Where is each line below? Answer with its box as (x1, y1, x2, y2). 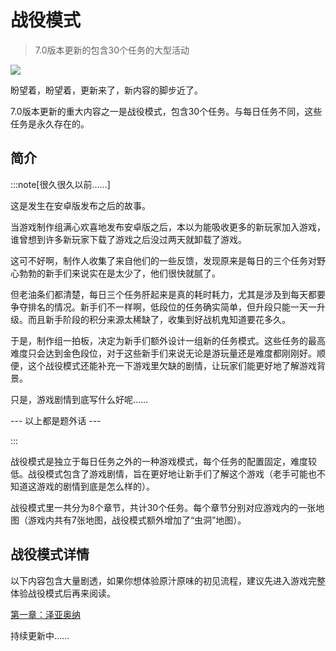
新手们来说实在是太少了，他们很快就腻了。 (44, 267, 221, 279)
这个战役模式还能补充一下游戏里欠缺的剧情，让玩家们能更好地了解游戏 (27, 359, 317, 371)
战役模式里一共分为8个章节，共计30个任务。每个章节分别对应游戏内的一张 (10, 501, 317, 513)
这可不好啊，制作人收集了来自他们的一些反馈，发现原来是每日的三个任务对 (10, 254, 317, 266)
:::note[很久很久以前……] (10, 178, 111, 190)
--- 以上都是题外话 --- (10, 414, 102, 426)
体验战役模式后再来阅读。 (10, 587, 116, 599)
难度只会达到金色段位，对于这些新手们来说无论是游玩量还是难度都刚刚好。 (10, 347, 317, 359)
